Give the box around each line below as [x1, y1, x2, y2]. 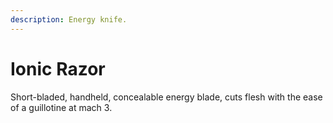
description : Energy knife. [10, 14, 128, 25]
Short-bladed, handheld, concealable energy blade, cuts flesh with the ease [10, 91, 323, 103]
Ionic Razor [10, 57, 106, 80]
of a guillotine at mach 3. [10, 101, 113, 113]
